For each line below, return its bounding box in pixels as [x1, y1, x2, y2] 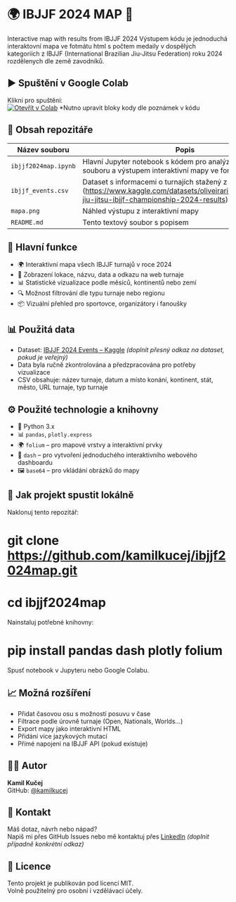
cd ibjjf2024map [7, 595, 107, 610]
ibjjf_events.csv [11, 187, 69, 194]
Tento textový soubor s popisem [82, 217, 189, 227]
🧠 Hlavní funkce [7, 241, 78, 253]
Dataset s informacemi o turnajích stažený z [82, 177, 228, 187]
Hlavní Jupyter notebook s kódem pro [82, 156, 207, 166]
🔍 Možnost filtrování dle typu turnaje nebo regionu [17, 289, 165, 297]
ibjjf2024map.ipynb [11, 162, 76, 170]
